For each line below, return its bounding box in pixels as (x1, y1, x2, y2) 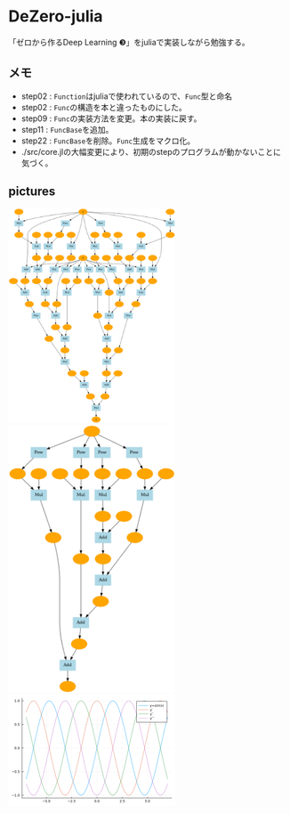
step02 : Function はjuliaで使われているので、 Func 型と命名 (20, 91, 233, 102)
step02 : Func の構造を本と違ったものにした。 (20, 102, 188, 112)
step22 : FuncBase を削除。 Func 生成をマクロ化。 (20, 135, 196, 146)
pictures (8, 184, 56, 199)
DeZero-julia (8, 6, 103, 27)
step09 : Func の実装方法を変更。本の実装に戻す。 (20, 113, 202, 124)
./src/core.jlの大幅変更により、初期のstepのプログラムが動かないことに (20, 146, 282, 157)
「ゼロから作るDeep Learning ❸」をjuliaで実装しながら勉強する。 (8, 37, 250, 47)
